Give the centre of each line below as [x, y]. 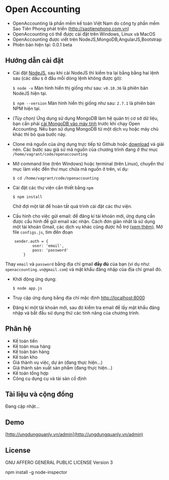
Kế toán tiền [25, 341]
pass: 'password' [50, 250]
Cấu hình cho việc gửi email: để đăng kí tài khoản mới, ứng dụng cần [84, 216]
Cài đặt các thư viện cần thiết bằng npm [53, 187]
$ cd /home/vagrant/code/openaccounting [55, 178]
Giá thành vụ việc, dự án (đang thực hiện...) [58, 362]
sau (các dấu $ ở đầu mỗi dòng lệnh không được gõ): [67, 78]
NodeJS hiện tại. [30, 93]
